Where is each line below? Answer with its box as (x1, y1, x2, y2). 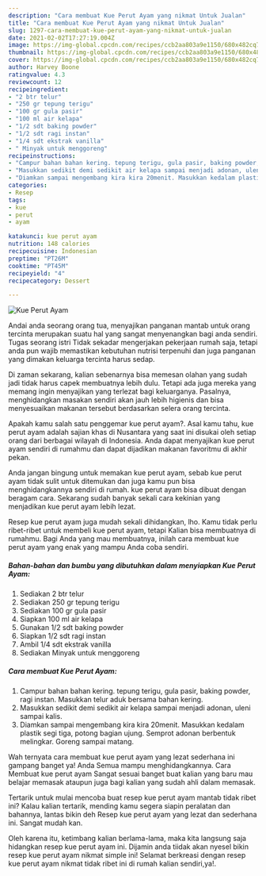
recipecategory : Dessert (8, 277, 90, 285)
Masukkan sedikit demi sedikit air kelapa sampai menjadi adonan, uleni (19, 703, 251, 713)
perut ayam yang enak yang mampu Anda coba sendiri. (8, 543, 189, 552)
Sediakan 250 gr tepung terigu (19, 597, 120, 607)
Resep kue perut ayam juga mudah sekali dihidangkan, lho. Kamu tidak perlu (8, 517, 257, 527)
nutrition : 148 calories (8, 240, 90, 248)
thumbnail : (8, 48, 44, 56)
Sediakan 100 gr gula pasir (19, 606, 107, 616)
